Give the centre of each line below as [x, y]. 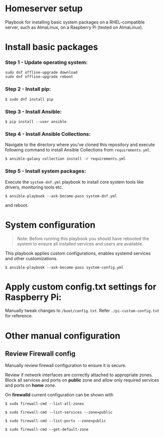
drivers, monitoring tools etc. [34, 187]
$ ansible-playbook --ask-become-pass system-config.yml [64, 267]
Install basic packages [52, 47]
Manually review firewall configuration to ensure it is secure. [66, 365]
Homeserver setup [44, 9]
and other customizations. [31, 258]
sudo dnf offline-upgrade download [41, 73]
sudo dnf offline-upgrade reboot [39, 77]
